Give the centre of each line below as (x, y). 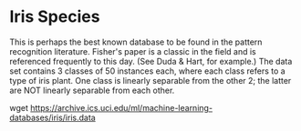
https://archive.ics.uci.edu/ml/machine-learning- (121, 107)
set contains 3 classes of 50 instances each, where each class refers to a (147, 71)
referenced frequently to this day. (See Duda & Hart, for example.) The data (151, 61)
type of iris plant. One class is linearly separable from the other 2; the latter (150, 80)
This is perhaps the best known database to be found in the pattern (136, 42)
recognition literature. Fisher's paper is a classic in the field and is (133, 51)
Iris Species (55, 17)
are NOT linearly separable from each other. (92, 90)
